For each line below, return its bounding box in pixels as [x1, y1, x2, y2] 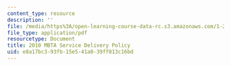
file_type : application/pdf [7, 29, 88, 36]
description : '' [7, 16, 54, 23]
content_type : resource [7, 10, 76, 17]
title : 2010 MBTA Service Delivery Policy [7, 42, 131, 49]
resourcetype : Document [7, 36, 76, 43]
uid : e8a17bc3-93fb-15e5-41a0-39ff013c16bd [7, 49, 134, 56]
